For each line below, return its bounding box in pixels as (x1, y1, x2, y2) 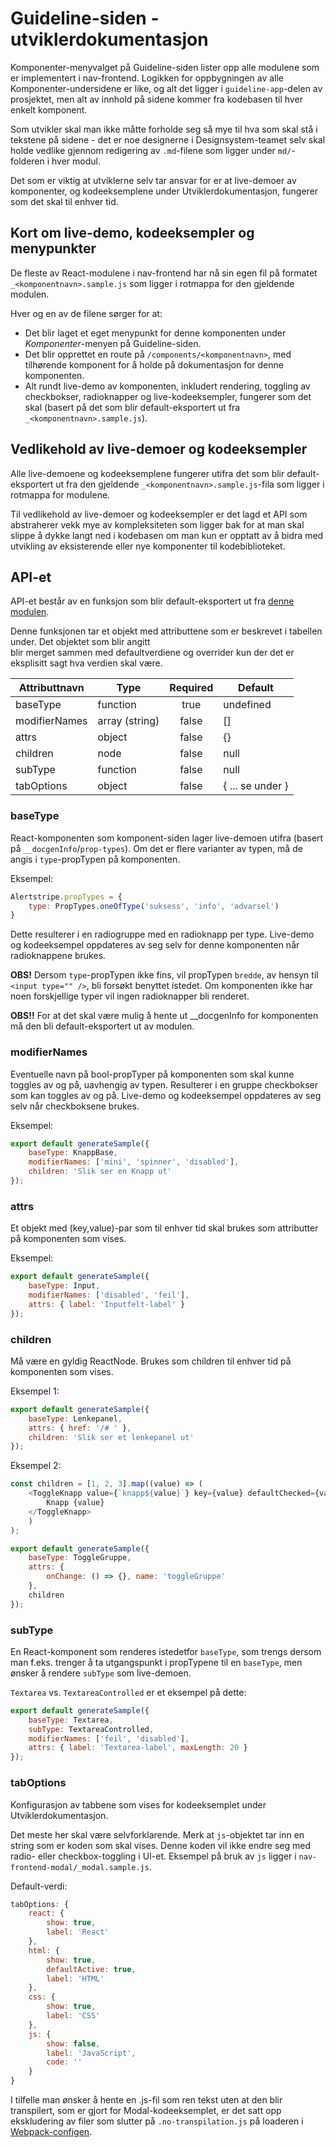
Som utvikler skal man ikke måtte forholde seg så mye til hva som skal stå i (10, 123, 318, 135)
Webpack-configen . (10, 2126, 93, 2138)
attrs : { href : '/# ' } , (28, 1423, 132, 1433)
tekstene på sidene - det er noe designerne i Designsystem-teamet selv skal (10, 133, 326, 146)
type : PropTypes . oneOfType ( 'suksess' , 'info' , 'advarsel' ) (28, 901, 280, 911)
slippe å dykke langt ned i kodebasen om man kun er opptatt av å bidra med (10, 529, 324, 541)
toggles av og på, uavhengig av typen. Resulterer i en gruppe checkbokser (10, 1078, 318, 1091)
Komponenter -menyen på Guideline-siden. (24, 337, 202, 349)
